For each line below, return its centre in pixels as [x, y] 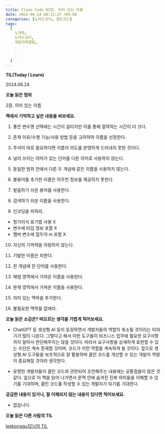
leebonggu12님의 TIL [27, 426]
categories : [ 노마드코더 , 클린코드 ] [39, 19]
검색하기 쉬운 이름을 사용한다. [41, 201]
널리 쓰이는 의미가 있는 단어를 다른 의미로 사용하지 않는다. [69, 158]
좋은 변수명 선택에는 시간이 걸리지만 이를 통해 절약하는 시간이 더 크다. [80, 127]
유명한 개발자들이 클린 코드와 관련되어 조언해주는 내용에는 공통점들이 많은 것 [86, 371]
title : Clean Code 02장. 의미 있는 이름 [44, 10]
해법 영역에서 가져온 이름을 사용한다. [48, 277]
